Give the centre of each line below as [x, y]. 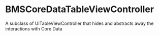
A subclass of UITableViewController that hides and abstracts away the [80, 23]
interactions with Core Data [34, 28]
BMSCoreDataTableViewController [80, 9]
